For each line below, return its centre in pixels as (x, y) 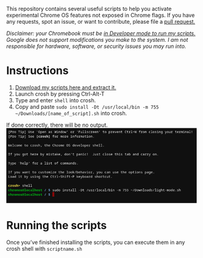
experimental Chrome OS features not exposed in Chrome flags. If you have (101, 15)
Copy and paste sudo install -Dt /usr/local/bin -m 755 (87, 107)
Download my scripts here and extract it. (66, 87)
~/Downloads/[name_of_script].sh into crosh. (71, 113)
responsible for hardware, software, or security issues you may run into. (96, 46)
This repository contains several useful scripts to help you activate (89, 9)
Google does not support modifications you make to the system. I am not (97, 40)
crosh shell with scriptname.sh (44, 248)
